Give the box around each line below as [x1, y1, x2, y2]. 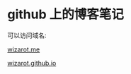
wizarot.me [7, 45, 40, 54]
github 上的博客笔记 [7, 6, 124, 23]
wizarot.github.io [7, 58, 57, 67]
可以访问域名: [7, 31, 47, 39]
